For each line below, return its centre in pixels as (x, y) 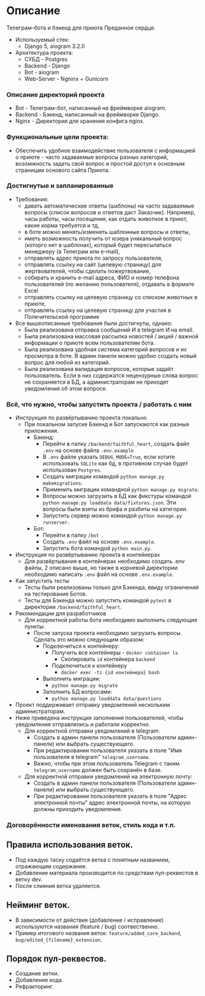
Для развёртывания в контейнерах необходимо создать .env (105, 561)
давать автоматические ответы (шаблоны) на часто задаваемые (109, 206)
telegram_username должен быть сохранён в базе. (98, 770)
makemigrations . (63, 483)
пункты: (35, 626)
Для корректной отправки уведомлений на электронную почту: (108, 777)
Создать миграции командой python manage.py (103, 477)
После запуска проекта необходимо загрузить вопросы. (108, 633)
